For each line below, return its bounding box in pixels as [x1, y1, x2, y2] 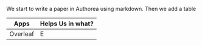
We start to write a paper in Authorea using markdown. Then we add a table [6, 5, 197, 12]
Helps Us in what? [40, 19, 94, 28]
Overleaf [9, 30, 35, 38]
